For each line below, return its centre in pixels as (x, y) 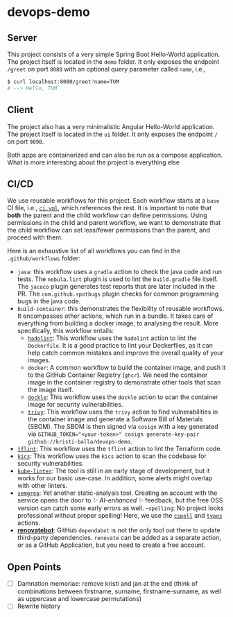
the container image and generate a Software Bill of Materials (115, 419)
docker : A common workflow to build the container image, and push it (127, 368)
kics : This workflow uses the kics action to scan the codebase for (112, 456)
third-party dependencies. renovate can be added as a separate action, (119, 538)
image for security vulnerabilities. (75, 405)
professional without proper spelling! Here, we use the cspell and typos (120, 516)
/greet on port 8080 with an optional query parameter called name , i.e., (106, 69)
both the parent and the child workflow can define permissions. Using (107, 215)
